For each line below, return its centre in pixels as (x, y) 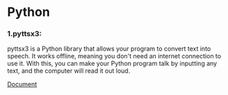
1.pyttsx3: (25, 34)
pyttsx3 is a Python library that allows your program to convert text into (109, 49)
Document (22, 85)
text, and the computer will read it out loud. (69, 71)
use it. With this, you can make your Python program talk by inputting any (112, 64)
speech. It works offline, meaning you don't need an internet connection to (114, 56)
